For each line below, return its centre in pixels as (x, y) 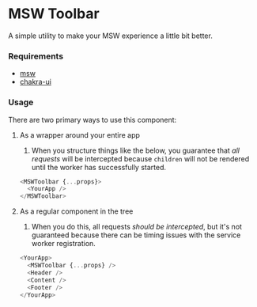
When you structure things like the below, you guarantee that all (135, 150)
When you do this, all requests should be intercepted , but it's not (137, 227)
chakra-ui (35, 82)
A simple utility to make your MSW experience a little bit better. (111, 36)
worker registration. (64, 244)
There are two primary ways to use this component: (93, 119)
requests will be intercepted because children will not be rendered (140, 158)
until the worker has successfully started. (99, 167)
